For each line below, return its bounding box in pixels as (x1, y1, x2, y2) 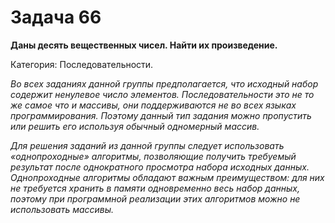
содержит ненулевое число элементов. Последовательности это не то (10, 88, 315, 100)
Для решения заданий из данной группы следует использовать (10, 139, 285, 151)
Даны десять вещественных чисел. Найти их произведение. (10, 39, 278, 51)
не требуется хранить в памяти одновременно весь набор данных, (10, 182, 301, 194)
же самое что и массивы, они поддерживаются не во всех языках (10, 99, 297, 111)
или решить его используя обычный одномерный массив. (10, 120, 260, 132)
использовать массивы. (10, 203, 115, 215)
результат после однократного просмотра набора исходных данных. (10, 161, 310, 173)
